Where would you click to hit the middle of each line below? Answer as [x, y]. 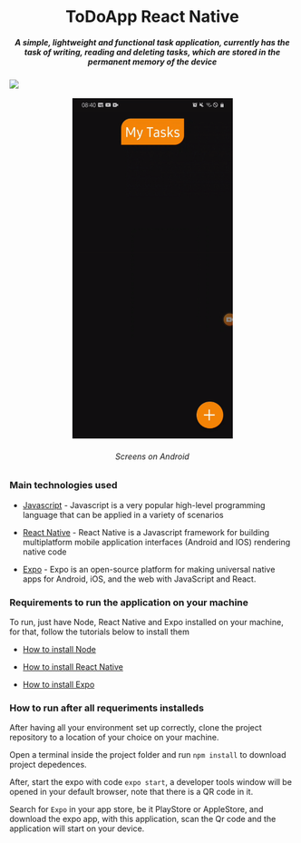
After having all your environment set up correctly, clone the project [136, 728]
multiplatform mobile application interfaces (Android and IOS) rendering [156, 542]
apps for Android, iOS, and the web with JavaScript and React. [139, 579]
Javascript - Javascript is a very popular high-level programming [144, 505]
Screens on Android [152, 456]
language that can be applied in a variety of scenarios [123, 515]
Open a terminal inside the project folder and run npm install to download [148, 755]
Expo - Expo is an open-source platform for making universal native [149, 569]
